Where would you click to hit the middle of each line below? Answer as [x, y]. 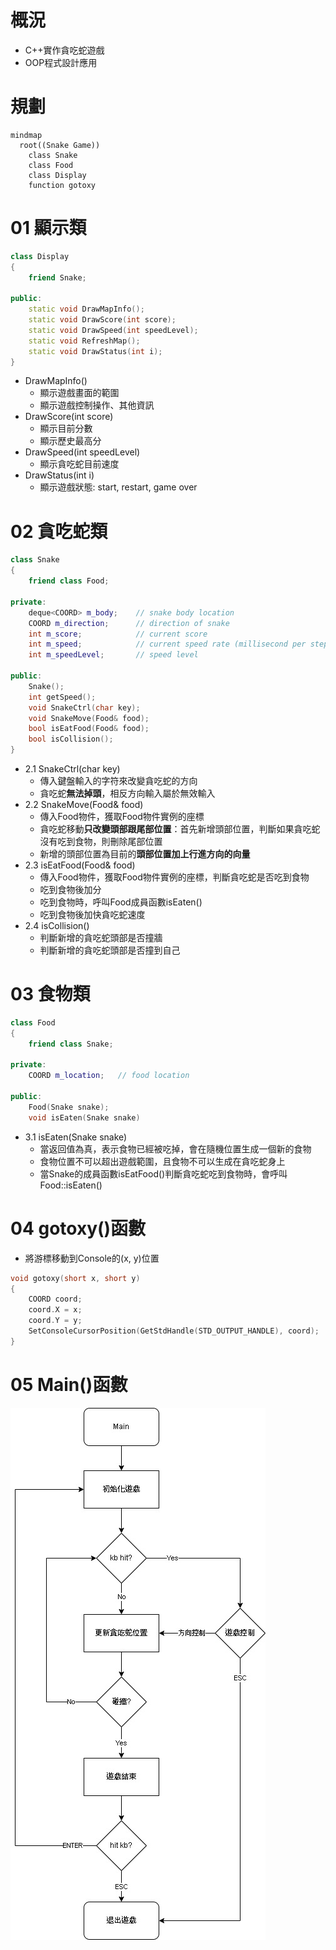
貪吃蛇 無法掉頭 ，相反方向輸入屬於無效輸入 [127, 793]
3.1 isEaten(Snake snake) [76, 1137]
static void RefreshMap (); [84, 341]
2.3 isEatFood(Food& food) [80, 865]
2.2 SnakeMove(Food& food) [84, 804]
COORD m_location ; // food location [109, 1076]
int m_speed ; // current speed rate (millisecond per [167, 644]
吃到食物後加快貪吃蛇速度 [92, 914]
